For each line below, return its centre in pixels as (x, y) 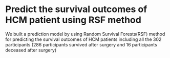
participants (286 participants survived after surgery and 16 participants (81, 44)
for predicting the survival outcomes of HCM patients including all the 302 (83, 39)
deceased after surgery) (31, 50)
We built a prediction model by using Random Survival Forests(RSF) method (85, 34)
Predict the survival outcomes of (76, 9)
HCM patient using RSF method (73, 20)
